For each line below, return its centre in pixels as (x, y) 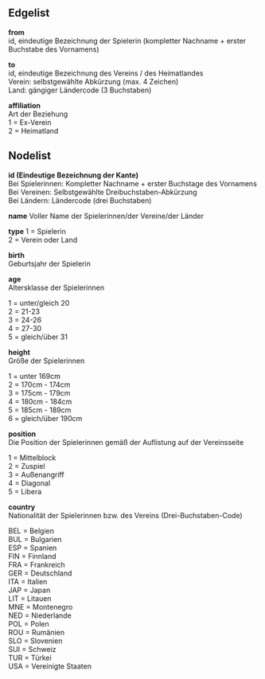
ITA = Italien (28, 581)
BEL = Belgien (31, 531)
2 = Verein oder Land (43, 240)
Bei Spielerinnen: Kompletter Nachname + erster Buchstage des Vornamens (132, 183)
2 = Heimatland (33, 131)
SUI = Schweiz (33, 649)
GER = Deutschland (40, 573)
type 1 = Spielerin (37, 231)
